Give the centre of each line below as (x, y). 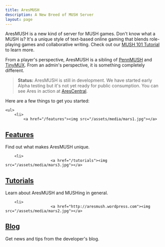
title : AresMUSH (22, 10)
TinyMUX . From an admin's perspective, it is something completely (75, 65)
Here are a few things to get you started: (47, 101)
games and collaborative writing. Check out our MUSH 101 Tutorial (91, 45)
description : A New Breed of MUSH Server (50, 15)
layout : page (19, 19)
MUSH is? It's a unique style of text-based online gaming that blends (77, 39)
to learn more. (20, 50)
